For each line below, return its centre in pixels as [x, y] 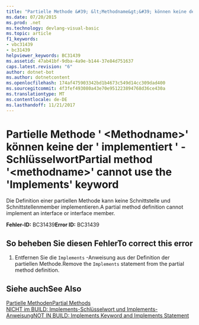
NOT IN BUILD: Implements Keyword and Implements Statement [111, 316]
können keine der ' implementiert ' [92, 147]
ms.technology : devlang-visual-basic [53, 28]
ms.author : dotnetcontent [38, 77]
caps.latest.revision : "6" [39, 66]
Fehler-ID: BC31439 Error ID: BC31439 [53, 225]
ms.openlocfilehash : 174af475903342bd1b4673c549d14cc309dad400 [86, 83]
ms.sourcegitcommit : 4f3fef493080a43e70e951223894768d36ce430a [86, 89]
